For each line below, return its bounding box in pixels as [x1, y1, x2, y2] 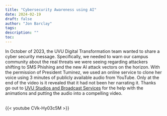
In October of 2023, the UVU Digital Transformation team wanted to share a [5, 48, 160, 54]
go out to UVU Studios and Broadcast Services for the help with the [5, 85, 144, 91]
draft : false [5, 16, 32, 21]
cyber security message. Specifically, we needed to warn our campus [5, 53, 148, 59]
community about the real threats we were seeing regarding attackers [5, 59, 148, 65]
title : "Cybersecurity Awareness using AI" [5, 7, 97, 12]
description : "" [5, 30, 39, 35]
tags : [5, 26, 16, 31]
